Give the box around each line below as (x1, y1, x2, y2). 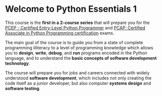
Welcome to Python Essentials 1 (5, 3, 137, 15)
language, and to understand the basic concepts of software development (5, 55, 157, 61)
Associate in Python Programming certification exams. (5, 30, 115, 36)
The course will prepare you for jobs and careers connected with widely (5, 70, 150, 75)
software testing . (5, 85, 40, 91)
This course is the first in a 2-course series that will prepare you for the (5, 20, 150, 25)
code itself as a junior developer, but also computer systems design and (5, 80, 151, 86)
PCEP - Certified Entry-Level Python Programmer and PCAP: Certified (5, 24, 145, 30)
